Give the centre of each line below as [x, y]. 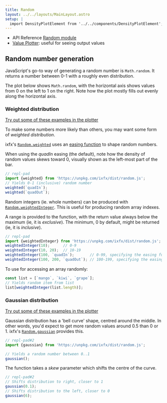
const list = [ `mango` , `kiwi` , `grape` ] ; [50, 278]
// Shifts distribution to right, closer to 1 [54, 382]
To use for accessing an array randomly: [46, 269]
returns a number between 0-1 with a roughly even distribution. [70, 76]
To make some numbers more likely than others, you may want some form [81, 129]
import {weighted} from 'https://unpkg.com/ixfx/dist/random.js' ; [75, 179]
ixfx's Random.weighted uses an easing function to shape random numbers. [82, 144]
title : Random [20, 10]
